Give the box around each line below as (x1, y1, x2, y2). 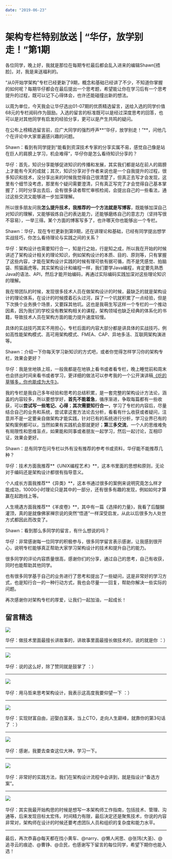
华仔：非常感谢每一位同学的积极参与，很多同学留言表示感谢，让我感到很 (5, 538, 158, 544)
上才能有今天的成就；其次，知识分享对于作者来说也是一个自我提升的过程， (5, 168, 162, 174)
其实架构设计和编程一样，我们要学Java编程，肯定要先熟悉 (40, 265, 164, 271)
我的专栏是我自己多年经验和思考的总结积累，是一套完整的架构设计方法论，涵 (5, 389, 167, 395)
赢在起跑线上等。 (5, 493, 41, 499)
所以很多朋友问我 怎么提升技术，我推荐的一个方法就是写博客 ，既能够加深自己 (5, 204, 167, 210)
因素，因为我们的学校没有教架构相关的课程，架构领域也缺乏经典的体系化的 (5, 307, 162, 313)
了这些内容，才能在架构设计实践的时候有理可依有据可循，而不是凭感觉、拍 (5, 258, 162, 264)
